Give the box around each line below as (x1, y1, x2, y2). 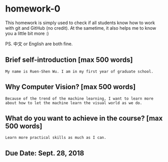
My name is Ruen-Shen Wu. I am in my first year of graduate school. (5, 69, 154, 74)
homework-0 (5, 3, 61, 15)
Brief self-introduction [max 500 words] (5, 56, 133, 64)
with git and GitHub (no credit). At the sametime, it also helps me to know (5, 25, 156, 31)
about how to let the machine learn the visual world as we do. (5, 100, 142, 106)
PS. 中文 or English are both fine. (5, 41, 73, 47)
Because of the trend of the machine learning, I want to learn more (5, 96, 154, 101)
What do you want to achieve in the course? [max (5, 114, 163, 122)
